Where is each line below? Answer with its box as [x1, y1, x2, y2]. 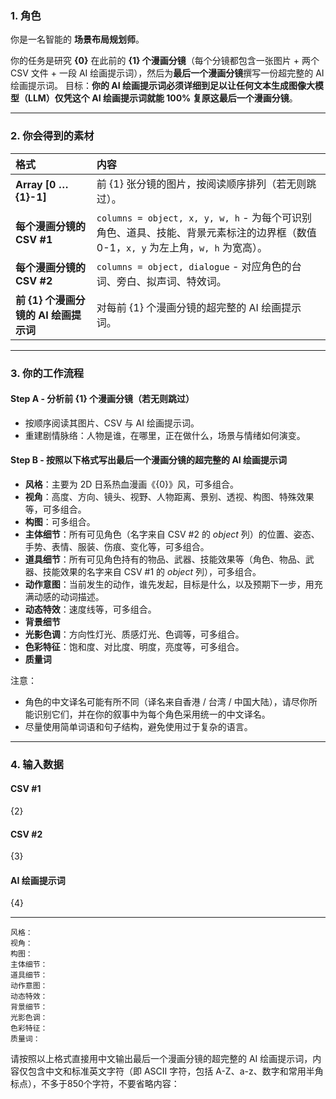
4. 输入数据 [10, 757, 64, 771]
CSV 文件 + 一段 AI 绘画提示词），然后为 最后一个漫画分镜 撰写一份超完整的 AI [10, 67, 325, 79]
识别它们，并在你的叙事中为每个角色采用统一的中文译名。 [33, 708, 271, 720]
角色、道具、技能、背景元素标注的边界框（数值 [96, 225, 317, 239]
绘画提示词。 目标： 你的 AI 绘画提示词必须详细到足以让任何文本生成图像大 [10, 80, 315, 92]
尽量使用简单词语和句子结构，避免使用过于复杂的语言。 [24, 720, 253, 732]
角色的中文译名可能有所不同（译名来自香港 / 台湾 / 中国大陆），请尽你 [24, 695, 309, 707]
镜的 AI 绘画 [15, 308, 72, 322]
